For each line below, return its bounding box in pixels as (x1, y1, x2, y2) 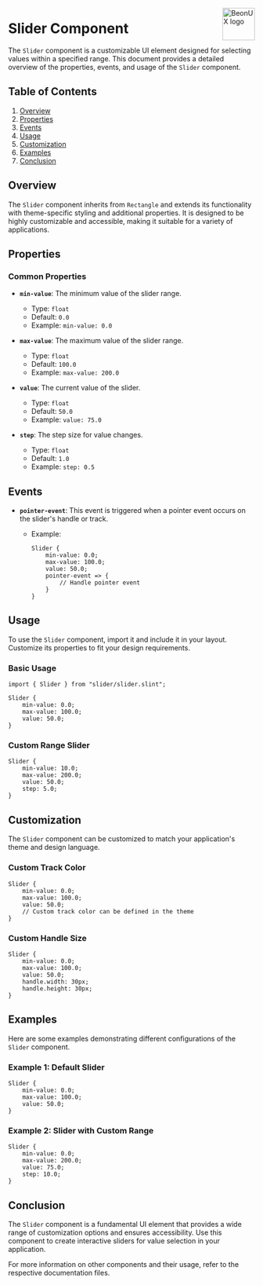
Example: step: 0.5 (31, 462, 95, 471)
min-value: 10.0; (22, 764, 79, 773)
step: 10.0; (22, 1170, 61, 1178)
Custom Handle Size (8, 932, 88, 943)
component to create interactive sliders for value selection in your (8, 1236, 221, 1246)
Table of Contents (8, 85, 98, 98)
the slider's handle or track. (19, 514, 108, 524)
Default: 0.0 (31, 313, 70, 322)
